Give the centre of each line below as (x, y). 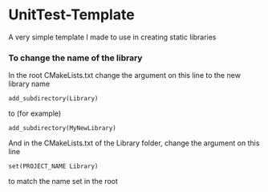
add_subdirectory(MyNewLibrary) (62, 129)
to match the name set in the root (63, 182)
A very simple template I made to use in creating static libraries (112, 37)
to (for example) (35, 113)
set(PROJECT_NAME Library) (53, 166)
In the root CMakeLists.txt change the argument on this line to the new (124, 76)
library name (29, 84)
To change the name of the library (75, 58)
